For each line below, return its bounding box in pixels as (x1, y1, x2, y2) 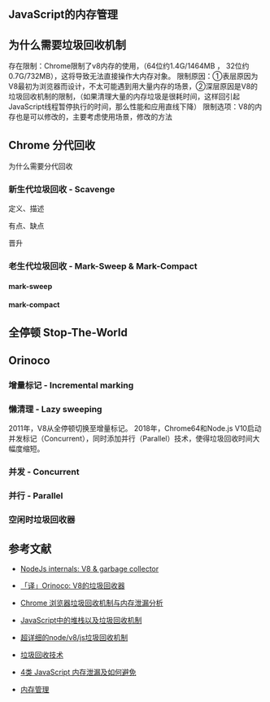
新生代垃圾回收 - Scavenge (8, 183, 115, 195)
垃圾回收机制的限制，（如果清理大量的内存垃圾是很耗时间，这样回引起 (8, 92, 240, 102)
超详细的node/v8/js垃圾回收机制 (20, 633, 128, 642)
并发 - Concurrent (8, 467, 80, 478)
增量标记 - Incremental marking (8, 380, 134, 391)
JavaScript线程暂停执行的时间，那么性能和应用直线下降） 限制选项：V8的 (8, 102, 255, 112)
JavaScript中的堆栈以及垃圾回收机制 (20, 616, 142, 625)
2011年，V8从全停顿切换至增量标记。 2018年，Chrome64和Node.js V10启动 (8, 423, 262, 433)
